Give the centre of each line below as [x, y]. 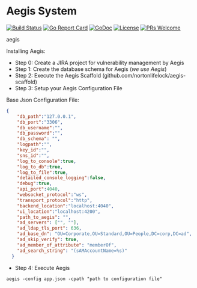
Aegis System [41, 11]
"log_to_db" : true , [40, 167]
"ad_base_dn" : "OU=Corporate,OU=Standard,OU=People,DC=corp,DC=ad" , [105, 234]
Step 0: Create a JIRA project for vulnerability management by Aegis [99, 63]
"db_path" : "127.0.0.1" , [47, 116]
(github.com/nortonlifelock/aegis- [144, 75]
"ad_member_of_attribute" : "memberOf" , [67, 245]
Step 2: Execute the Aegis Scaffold [58, 75]
